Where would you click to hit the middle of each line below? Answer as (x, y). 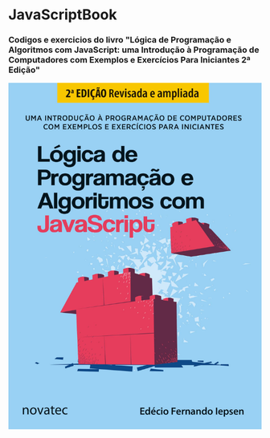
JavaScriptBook (63, 15)
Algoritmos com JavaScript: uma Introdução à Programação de (134, 50)
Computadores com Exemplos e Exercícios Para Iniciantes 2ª (129, 60)
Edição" (24, 70)
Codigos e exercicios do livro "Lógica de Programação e (120, 40)
